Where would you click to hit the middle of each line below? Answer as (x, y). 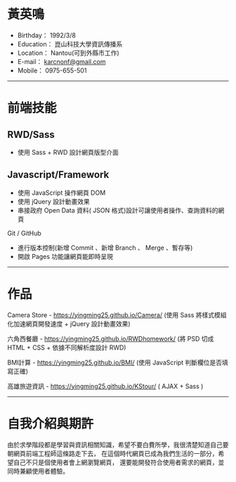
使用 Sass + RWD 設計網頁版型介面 (68, 152)
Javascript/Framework (58, 175)
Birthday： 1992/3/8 (46, 35)
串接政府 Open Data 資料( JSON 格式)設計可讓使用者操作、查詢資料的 (118, 210)
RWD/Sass (31, 134)
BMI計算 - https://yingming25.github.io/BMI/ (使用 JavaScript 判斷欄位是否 (115, 362)
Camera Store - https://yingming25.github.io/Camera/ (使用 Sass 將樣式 (111, 315)
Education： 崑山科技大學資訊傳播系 (70, 44)
